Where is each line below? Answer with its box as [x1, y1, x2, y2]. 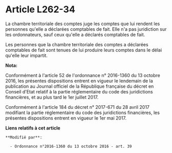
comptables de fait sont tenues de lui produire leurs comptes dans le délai [5, 47, 162, 53]
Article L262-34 [5, 4, 75, 15]
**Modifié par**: [5, 135, 43, 140]
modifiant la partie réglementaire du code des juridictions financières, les [5, 109, 160, 116]
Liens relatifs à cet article [5, 125, 61, 131]
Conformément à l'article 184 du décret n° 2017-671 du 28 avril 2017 [5, 104, 150, 110]
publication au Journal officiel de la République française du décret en [5, 83, 154, 89]
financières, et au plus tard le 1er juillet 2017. [5, 94, 99, 100]
